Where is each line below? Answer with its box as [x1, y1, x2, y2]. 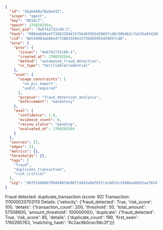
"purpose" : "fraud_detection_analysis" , [17, 95, 101, 99]
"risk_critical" [14, 171, 47, 177]
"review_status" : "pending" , [17, 122, 77, 127]
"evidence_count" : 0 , [17, 117, 62, 122]
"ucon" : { [14, 72, 34, 77]
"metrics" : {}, [9, 149, 40, 154]
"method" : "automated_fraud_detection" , [17, 59, 101, 64]
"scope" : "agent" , [9, 14, 47, 18]
